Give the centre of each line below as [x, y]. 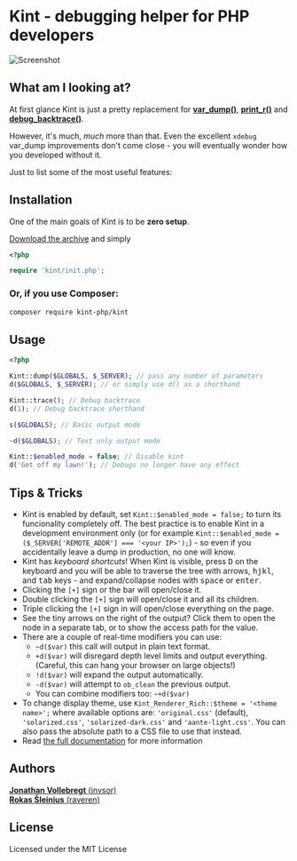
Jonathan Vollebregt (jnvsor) [63, 790]
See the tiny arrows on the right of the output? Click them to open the [149, 618]
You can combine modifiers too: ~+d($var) [113, 693]
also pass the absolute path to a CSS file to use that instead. [132, 731]
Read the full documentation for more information [112, 740]
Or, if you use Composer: [64, 293]
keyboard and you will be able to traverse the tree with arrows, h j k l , [148, 570]
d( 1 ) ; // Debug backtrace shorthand [77, 409]
